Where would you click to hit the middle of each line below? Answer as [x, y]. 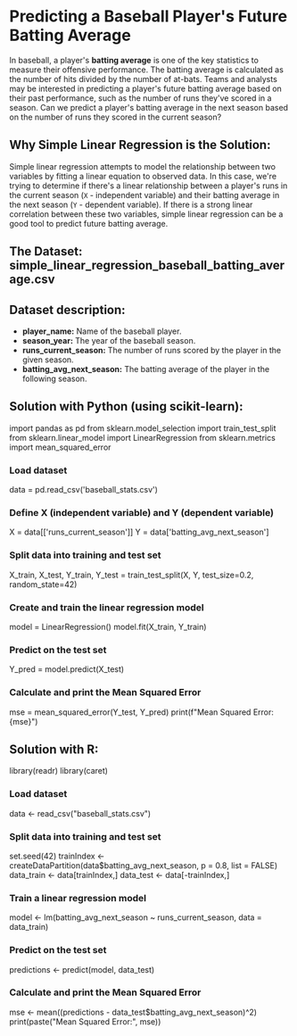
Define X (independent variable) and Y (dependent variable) [142, 512]
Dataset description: [68, 310]
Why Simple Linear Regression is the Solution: [140, 145]
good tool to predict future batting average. [89, 223]
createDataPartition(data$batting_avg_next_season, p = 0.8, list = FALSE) [144, 865]
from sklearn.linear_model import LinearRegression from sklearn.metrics [143, 437]
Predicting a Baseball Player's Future [148, 17]
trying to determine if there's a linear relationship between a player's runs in [148, 186]
